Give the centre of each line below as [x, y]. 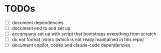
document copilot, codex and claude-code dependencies [71, 45]
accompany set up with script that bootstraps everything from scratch [84, 34]
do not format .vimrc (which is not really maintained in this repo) [78, 39]
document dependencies [37, 22]
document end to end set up [41, 28]
